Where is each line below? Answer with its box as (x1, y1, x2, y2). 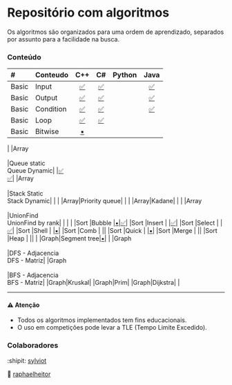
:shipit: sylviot (7, 356, 47, 364)
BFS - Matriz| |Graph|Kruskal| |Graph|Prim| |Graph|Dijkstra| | (7, 279, 180, 287)
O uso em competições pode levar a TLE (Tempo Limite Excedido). (17, 323, 207, 332)
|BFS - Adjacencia (7, 271, 59, 279)
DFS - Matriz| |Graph (7, 256, 67, 265)
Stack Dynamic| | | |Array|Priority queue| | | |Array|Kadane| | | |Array (7, 197, 202, 205)
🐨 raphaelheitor (7, 370, 51, 378)
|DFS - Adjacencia (7, 249, 59, 257)
